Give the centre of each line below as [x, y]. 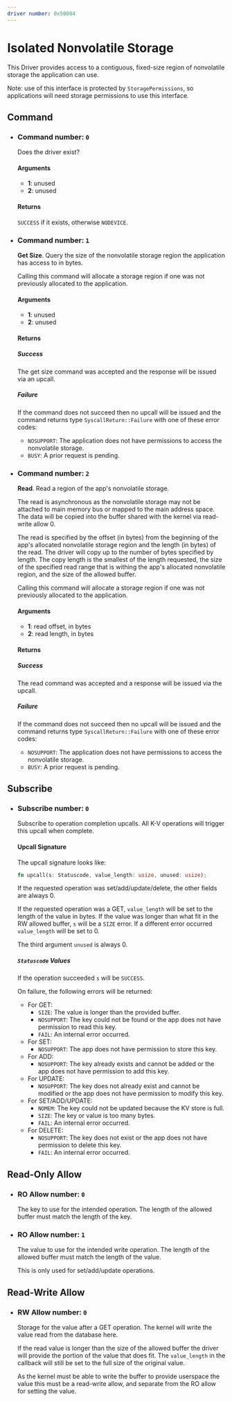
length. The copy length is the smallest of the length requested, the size [120, 559]
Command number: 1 [53, 240]
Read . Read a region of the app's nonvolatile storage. [93, 488]
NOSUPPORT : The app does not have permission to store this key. [127, 1049]
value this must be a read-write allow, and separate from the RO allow [117, 1384]
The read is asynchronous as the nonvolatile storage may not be [109, 501]
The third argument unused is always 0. [72, 944]
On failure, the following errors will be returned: [84, 992]
